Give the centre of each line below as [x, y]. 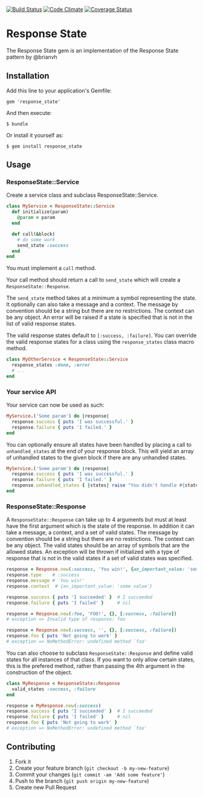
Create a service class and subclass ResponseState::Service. [82, 195]
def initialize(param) [40, 212]
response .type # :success [43, 575]
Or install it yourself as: [35, 135]
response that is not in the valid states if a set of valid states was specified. [100, 558]
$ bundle [17, 124]
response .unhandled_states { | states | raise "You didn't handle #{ [98, 485]
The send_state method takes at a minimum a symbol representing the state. [101, 298]
